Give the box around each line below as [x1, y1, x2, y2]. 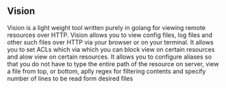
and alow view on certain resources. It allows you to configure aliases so [7, 53, 212, 61]
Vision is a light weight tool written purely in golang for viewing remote [7, 23, 206, 31]
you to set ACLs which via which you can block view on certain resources [7, 45, 215, 53]
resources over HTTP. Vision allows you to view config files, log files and [7, 31, 213, 39]
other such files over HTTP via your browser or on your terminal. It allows [7, 38, 214, 46]
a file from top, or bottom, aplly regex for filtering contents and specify [7, 67, 206, 75]
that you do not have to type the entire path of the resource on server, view [7, 59, 219, 68]
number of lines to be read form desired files [7, 74, 134, 83]
